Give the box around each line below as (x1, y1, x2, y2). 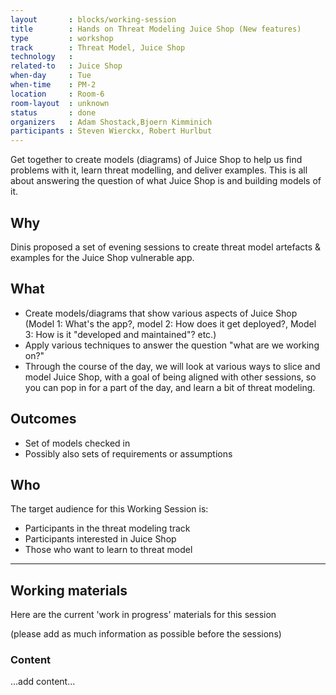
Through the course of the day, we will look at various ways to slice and (24, 360, 321, 372)
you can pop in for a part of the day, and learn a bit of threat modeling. (24, 381, 316, 393)
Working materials (10, 582, 128, 599)
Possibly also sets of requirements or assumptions (24, 447, 233, 460)
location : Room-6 (10, 89, 105, 99)
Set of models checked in (24, 437, 131, 449)
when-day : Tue (10, 71, 92, 81)
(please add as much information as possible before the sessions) (10, 628, 282, 640)
